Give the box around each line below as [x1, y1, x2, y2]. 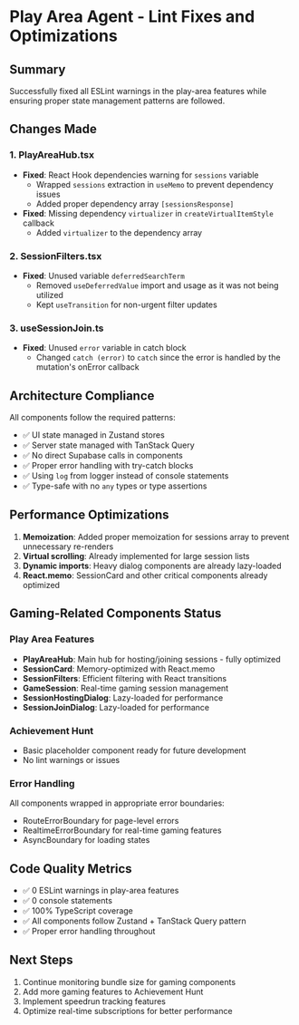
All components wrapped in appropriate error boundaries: [9, 798, 225, 808]
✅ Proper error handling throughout [22, 926, 156, 936]
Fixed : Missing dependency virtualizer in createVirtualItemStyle [22, 208, 274, 218]
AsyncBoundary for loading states [22, 835, 150, 846]
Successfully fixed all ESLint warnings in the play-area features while [9, 86, 267, 96]
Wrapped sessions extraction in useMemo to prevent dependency [35, 179, 274, 189]
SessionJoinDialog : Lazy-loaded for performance [22, 701, 210, 712]
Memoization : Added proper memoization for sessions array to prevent [22, 531, 290, 542]
